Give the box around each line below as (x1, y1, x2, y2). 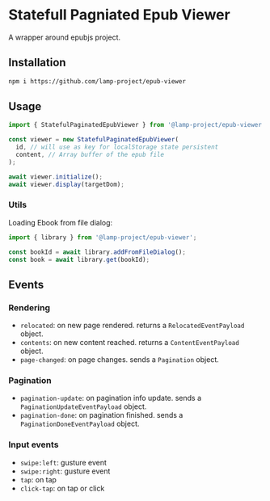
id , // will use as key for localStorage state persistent (15, 143, 219, 151)
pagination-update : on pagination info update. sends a (19, 394, 202, 403)
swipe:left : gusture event (19, 457, 108, 467)
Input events (8, 439, 59, 450)
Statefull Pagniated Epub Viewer (8, 6, 230, 24)
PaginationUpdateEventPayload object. (19, 402, 147, 411)
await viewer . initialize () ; (8, 172, 103, 181)
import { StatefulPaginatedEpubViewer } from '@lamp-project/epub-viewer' (8, 121, 266, 129)
